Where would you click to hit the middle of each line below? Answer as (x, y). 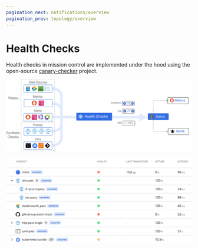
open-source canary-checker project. (52, 71)
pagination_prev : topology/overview (51, 19)
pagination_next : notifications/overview (58, 12)
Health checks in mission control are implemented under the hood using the (98, 65)
